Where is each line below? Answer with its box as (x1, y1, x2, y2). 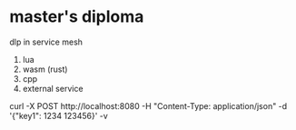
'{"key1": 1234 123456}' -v (9, 110, 109, 121)
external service (22, 83, 84, 94)
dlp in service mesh (9, 36, 84, 47)
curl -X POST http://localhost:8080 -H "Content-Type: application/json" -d (9, 100, 288, 111)
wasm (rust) (22, 64, 68, 75)
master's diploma (9, 6, 144, 27)
